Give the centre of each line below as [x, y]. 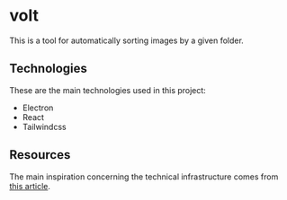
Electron [38, 108]
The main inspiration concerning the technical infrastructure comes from [144, 177]
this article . [30, 186]
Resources [40, 155]
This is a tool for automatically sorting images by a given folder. [127, 40]
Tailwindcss [44, 126]
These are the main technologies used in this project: [108, 90]
